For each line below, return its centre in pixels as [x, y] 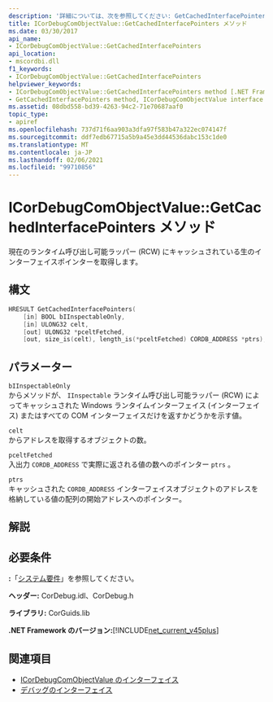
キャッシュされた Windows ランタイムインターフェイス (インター [130, 406]
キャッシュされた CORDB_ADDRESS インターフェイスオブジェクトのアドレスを [133, 489]
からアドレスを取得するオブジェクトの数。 [80, 440]
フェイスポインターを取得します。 [86, 262]
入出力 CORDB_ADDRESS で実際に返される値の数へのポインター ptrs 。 [122, 464]
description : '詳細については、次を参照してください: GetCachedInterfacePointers [139, 16]
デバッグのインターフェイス [66, 690]
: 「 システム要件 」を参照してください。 [74, 578]
